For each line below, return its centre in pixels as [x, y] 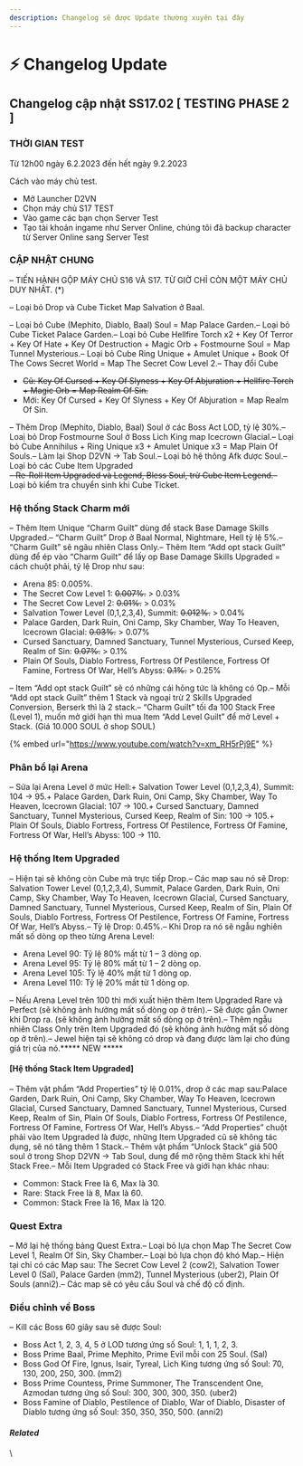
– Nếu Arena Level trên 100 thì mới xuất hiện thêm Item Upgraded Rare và [146, 1000]
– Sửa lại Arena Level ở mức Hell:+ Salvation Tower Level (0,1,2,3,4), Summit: [152, 787]
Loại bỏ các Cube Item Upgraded [71, 465]
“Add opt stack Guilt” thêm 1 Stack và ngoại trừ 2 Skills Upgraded [131, 698]
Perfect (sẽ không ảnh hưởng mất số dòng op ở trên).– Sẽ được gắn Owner [148, 1009]
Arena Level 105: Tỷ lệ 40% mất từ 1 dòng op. [107, 973]
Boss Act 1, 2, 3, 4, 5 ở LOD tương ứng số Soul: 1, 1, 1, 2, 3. [130, 1345]
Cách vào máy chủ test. [53, 181]
